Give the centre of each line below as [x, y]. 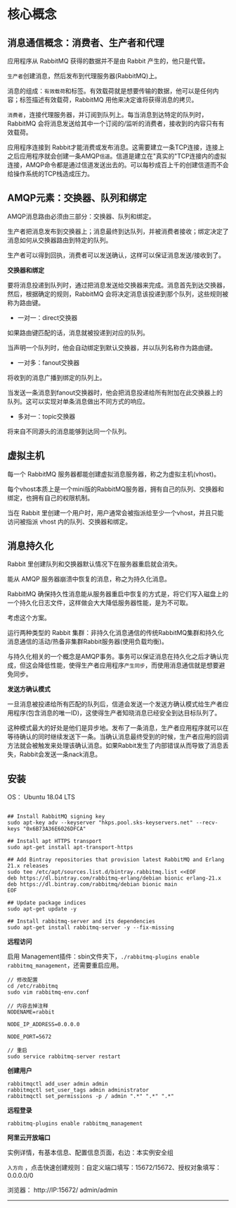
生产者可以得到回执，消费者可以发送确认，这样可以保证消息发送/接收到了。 [116, 255]
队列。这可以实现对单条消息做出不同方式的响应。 [78, 401]
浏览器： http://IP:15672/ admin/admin [63, 1190]
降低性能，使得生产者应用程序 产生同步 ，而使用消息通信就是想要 [128, 665]
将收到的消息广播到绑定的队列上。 [57, 377]
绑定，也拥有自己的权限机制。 [50, 498]
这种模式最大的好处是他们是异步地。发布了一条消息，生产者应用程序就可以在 [118, 728]
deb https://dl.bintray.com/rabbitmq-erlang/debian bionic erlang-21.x [114, 878]
